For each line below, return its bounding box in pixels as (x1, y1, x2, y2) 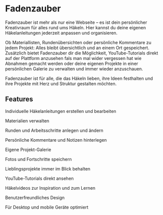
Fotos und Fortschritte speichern (5, 156, 72, 162)
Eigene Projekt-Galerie (5, 147, 52, 153)
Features (5, 95, 33, 104)
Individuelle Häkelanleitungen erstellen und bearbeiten (5, 108, 116, 114)
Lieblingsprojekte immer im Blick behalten (5, 165, 91, 171)
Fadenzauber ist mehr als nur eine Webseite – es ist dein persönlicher (5, 19, 147, 25)
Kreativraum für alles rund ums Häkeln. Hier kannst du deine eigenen (5, 24, 146, 30)
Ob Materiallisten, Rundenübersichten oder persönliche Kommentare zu (5, 39, 152, 45)
